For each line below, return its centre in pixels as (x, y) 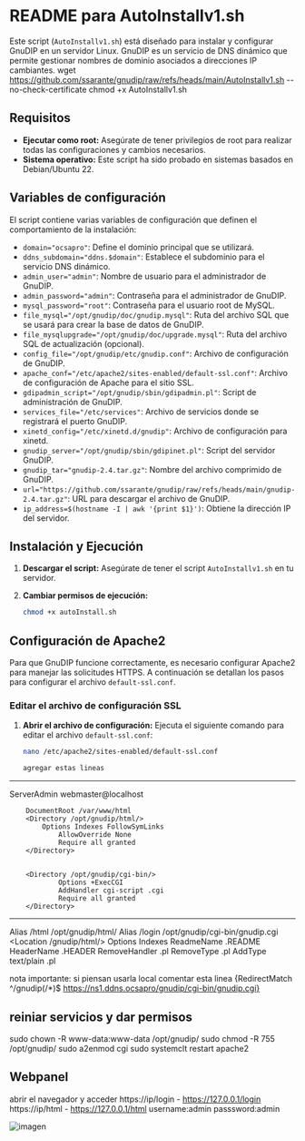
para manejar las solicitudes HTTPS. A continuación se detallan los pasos (147, 672)
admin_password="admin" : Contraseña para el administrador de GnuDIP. (154, 295)
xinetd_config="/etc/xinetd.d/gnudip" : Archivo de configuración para (155, 431)
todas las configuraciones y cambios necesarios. (114, 149)
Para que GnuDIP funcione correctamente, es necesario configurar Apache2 (152, 663)
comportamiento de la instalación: (73, 229)
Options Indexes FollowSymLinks (103, 827)
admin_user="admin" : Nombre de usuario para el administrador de (144, 276)
